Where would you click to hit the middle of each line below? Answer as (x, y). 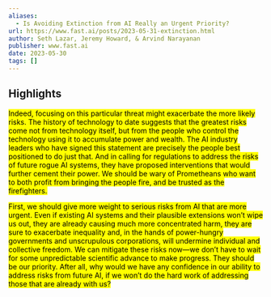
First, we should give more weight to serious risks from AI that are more (127, 206)
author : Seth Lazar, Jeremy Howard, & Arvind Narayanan (104, 38)
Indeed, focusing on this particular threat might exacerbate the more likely (132, 113)
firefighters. (28, 190)
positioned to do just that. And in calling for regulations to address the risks (133, 156)
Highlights (35, 94)
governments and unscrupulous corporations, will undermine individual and (134, 240)
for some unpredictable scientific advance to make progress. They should (131, 258)
